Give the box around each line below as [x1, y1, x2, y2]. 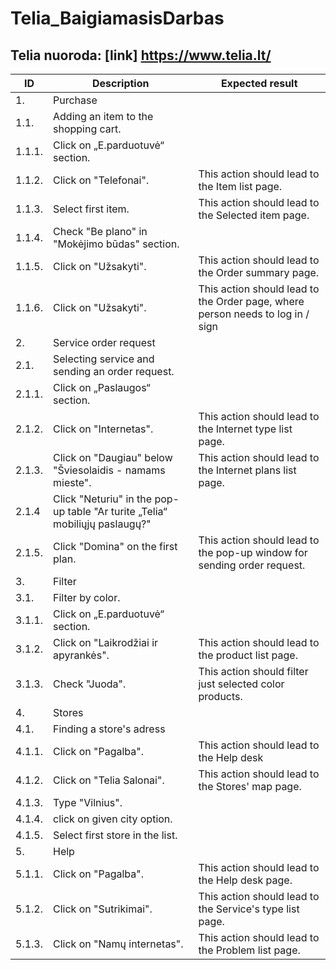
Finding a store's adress [53, 722, 166, 736]
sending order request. [198, 558, 306, 572]
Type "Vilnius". [53, 796, 123, 809]
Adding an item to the [53, 110, 154, 123]
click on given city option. [53, 812, 173, 826]
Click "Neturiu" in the [53, 492, 153, 506]
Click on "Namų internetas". [53, 937, 184, 951]
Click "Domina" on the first [53, 540, 178, 553]
